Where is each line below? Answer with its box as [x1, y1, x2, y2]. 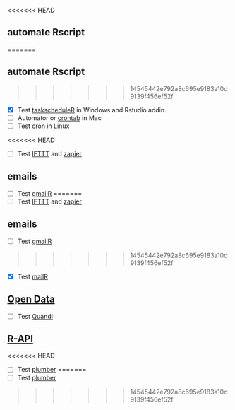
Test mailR [17, 272, 48, 281]
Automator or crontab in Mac [17, 113, 102, 122]
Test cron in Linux [17, 122, 70, 130]
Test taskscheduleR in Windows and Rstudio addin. [17, 105, 167, 114]
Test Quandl [17, 312, 53, 320]
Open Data [7, 293, 55, 305]
